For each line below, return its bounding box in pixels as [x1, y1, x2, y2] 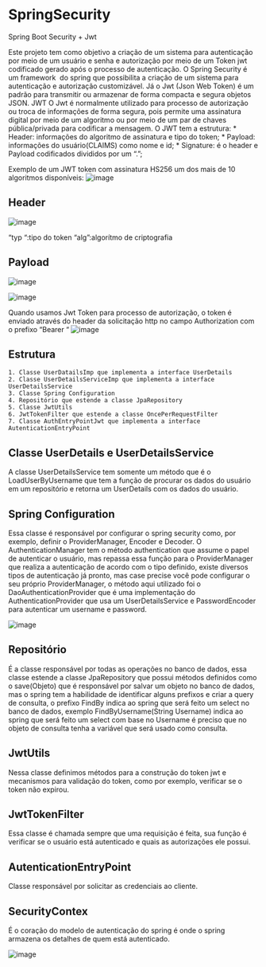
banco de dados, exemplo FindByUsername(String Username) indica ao [8, 707, 244, 716]
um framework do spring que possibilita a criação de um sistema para [8, 72, 239, 82]
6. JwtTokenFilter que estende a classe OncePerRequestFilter [8, 410, 218, 419]
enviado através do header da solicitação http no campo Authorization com [8, 316, 255, 326]
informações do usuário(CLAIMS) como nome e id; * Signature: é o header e [8, 140, 258, 150]
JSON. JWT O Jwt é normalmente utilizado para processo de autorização [8, 98, 249, 108]
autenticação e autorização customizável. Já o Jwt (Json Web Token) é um [8, 81, 254, 91]
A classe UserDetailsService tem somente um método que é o [8, 468, 212, 477]
